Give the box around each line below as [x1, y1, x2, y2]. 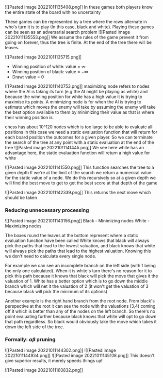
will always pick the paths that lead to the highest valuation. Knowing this [5, 248, 151, 254]
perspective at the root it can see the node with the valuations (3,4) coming [5, 303, 156, 309]
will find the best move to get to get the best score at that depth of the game [5, 180, 158, 186]
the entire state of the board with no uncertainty [5, 9, 101, 15]
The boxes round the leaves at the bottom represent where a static [5, 233, 138, 239]
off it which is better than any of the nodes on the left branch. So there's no [5, 308, 156, 314]
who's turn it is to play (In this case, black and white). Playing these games [5, 24, 154, 30]
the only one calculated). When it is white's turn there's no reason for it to [5, 268, 152, 274]
